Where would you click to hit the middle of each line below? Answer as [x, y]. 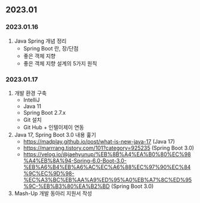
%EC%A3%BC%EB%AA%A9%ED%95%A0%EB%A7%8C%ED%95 [108, 180]
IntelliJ [32, 100]
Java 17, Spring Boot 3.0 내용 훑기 [55, 135]
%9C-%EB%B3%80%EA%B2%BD [67, 186]
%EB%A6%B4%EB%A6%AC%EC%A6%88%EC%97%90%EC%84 [107, 167]
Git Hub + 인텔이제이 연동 [54, 127]
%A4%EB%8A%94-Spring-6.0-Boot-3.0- [75, 160]
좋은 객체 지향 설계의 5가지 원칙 [60, 63]
